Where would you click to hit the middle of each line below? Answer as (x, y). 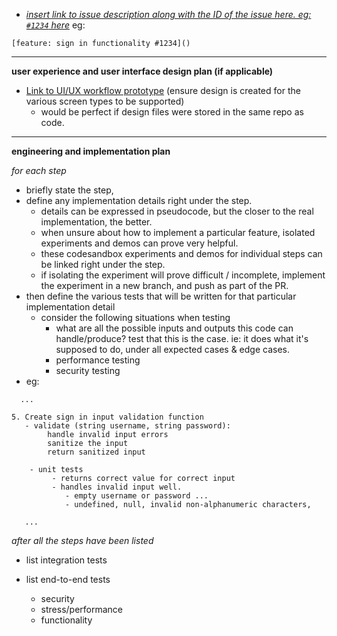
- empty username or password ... (136, 496)
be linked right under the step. (103, 264)
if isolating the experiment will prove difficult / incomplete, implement (183, 275)
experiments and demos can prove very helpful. (139, 243)
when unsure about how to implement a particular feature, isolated (178, 232)
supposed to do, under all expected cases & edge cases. (173, 349)
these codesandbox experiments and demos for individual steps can (181, 253)
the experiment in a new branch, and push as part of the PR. (164, 285)
